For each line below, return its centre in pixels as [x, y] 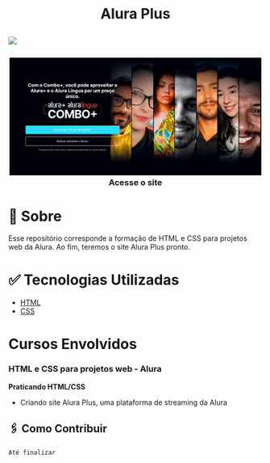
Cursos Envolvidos [73, 344]
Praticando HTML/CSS [47, 386]
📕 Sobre [35, 216]
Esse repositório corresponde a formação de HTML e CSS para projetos [128, 238]
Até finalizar [32, 452]
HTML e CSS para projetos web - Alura [85, 369]
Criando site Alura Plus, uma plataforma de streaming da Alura [124, 402]
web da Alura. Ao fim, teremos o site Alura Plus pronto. [100, 247]
